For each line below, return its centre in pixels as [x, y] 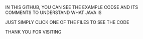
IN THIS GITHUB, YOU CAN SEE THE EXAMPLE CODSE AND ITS [72, 7]
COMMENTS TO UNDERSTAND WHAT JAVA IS [53, 12]
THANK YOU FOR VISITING [33, 32]
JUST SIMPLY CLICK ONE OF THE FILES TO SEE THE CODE [67, 22]
